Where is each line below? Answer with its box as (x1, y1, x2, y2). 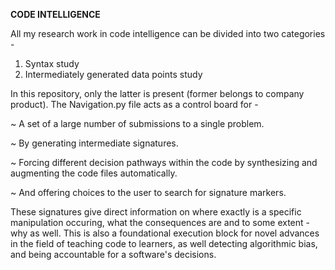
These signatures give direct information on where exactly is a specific (10, 206, 302, 218)
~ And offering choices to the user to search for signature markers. (10, 187, 287, 198)
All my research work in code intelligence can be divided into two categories (10, 28, 326, 39)
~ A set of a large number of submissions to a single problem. (10, 118, 265, 129)
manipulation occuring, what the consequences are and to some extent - (10, 217, 310, 228)
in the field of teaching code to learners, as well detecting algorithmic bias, (10, 238, 318, 249)
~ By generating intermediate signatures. (10, 137, 179, 149)
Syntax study (24, 58, 80, 69)
